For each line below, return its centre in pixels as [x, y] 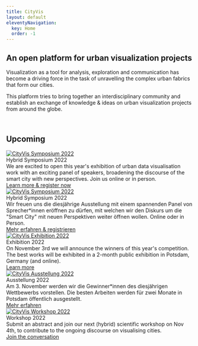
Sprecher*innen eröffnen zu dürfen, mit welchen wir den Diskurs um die [94, 210]
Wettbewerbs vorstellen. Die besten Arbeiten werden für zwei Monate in [94, 292]
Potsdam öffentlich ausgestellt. [44, 298]
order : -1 [23, 34]
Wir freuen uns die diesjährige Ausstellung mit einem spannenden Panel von [99, 204]
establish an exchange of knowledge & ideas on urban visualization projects [99, 102]
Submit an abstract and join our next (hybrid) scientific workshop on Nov [95, 324]
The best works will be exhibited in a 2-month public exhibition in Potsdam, [98, 254]
